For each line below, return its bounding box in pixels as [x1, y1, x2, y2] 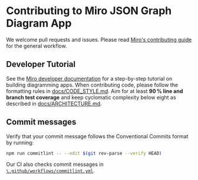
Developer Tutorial [6, 59, 75, 69]
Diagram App [6, 16, 72, 30]
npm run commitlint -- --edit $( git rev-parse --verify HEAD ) [6, 150, 162, 156]
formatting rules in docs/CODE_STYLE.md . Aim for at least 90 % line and [6, 87, 183, 95]
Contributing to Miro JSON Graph [6, 4, 172, 18]
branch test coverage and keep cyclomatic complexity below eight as [6, 94, 176, 101]
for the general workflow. [6, 42, 67, 49]
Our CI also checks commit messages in [6, 161, 104, 168]
